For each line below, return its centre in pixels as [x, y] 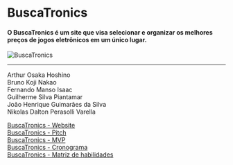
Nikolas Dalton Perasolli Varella [51, 112]
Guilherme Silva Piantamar [45, 97]
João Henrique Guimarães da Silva [57, 105]
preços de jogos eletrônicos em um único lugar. [77, 40]
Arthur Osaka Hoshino [39, 75]
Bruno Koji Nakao [32, 82]
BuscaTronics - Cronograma [48, 148]
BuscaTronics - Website [41, 125]
